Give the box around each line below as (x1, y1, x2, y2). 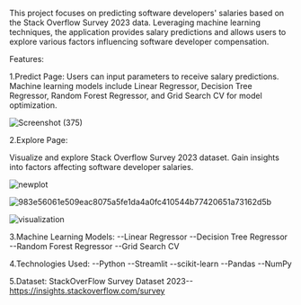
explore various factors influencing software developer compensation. (9, 36, 270, 47)
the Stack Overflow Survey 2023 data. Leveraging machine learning (9, 17, 261, 28)
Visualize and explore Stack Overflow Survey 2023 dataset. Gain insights (9, 152, 280, 163)
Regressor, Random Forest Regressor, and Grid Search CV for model (9, 90, 262, 101)
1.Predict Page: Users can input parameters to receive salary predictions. (9, 71, 279, 82)
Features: (9, 54, 45, 64)
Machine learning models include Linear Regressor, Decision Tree (9, 81, 253, 91)
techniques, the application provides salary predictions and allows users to (9, 27, 287, 37)
